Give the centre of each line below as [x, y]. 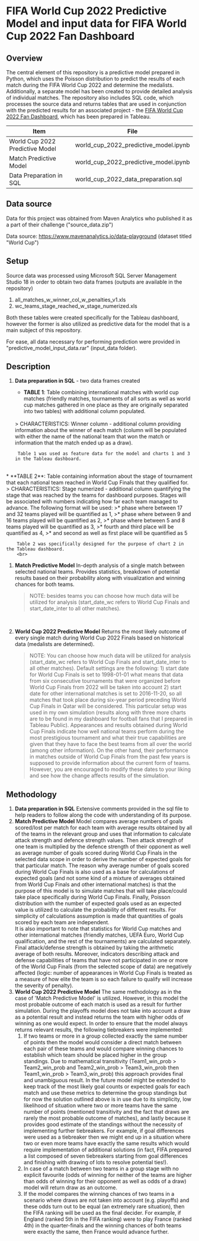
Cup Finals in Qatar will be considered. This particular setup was [108, 706]
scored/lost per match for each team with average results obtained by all [103, 828]
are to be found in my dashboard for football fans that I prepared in [111, 719]
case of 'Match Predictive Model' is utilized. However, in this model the [101, 998]
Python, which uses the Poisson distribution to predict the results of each [96, 79]
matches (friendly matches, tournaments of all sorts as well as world [107, 399]
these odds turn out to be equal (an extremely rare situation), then [104, 1207]
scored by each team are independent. [62, 922]
